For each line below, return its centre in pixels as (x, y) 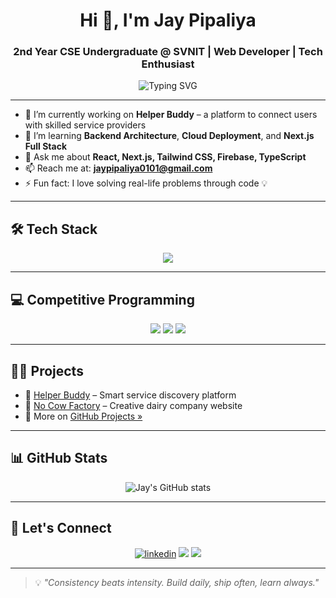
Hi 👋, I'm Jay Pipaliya (168, 20)
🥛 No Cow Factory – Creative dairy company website (133, 405)
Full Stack (46, 146)
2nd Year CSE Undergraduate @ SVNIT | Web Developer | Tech (168, 52)
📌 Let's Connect (61, 528)
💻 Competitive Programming (102, 299)
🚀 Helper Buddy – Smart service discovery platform (130, 395)
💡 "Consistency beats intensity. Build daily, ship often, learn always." (177, 582)
